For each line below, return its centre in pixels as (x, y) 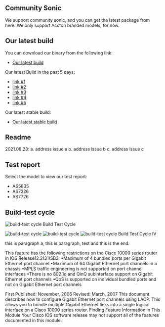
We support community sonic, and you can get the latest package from (78, 20)
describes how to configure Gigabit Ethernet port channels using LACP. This (83, 299)
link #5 (19, 102)
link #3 (19, 92)
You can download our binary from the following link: (59, 53)
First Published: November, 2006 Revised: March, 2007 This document (77, 294)
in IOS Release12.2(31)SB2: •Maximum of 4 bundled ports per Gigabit (76, 258)
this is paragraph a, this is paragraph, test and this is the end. (67, 243)
